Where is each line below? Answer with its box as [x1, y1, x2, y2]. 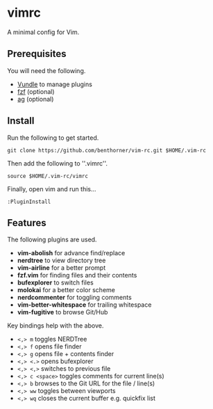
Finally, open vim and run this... [7, 184, 96, 193]
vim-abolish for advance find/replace [17, 249, 126, 257]
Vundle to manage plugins [17, 80, 92, 88]
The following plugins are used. [7, 235, 97, 244]
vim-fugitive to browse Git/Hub [17, 308, 108, 316]
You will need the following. [7, 66, 86, 74]
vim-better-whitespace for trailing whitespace [17, 300, 152, 309]
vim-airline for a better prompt [17, 264, 106, 272]
